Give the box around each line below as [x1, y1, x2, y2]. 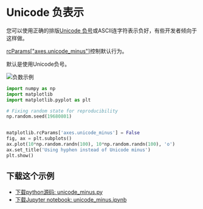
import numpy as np [6, 85, 56, 91]
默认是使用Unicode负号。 [6, 60, 71, 68]
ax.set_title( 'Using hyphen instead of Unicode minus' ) [6, 147, 151, 153]
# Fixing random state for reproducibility [6, 108, 119, 114]
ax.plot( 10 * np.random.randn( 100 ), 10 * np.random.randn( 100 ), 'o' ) [6, 141, 175, 147]
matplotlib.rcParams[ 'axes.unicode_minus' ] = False [6, 130, 140, 136]
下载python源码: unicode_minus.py [15, 188, 103, 196]
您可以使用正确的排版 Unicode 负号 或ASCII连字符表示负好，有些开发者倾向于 [6, 27, 198, 34]
